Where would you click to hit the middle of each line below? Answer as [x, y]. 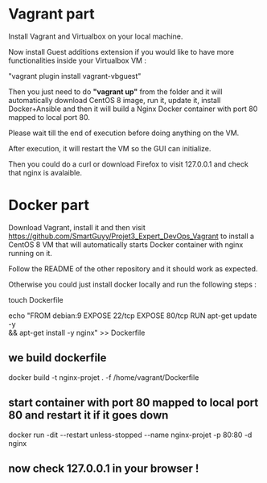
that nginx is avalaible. [45, 172]
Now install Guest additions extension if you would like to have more [121, 52]
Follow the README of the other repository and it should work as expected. [133, 268]
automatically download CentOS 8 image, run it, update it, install [115, 100]
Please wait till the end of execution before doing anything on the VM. [124, 133]
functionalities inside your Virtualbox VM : [78, 60]
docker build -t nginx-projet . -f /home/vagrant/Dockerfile [104, 377]
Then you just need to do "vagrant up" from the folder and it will [115, 91]
